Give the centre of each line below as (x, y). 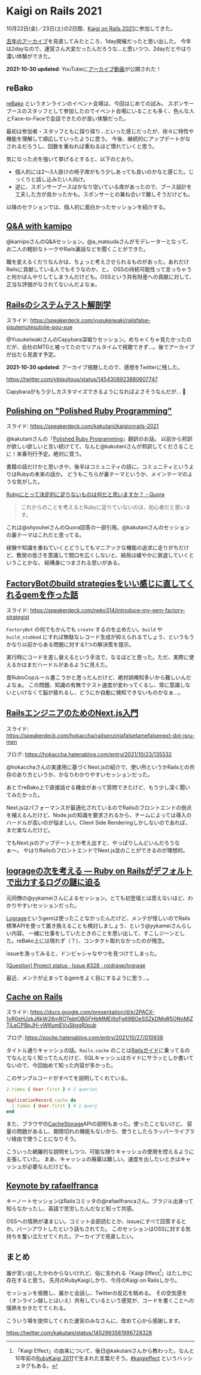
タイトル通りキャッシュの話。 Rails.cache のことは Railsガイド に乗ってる (95, 1050)
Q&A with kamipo (39, 226)
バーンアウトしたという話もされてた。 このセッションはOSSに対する (101, 1229)
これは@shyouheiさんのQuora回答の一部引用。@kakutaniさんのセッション (98, 528)
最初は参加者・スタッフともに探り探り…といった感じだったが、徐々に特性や (100, 131)
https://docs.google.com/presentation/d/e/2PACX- (92, 1012)
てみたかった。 (25, 795)
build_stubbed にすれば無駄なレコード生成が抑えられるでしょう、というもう (100, 637)
